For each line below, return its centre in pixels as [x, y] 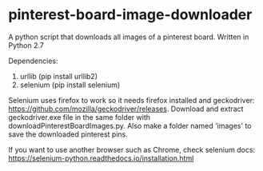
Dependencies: [33, 61]
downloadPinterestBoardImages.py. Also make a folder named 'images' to [130, 125]
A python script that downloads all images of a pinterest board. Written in [129, 37]
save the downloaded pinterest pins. [68, 134]
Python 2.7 [26, 45]
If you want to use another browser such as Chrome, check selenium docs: [132, 149]
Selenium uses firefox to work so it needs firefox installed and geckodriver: [131, 100]
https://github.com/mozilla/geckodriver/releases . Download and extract [126, 109]
